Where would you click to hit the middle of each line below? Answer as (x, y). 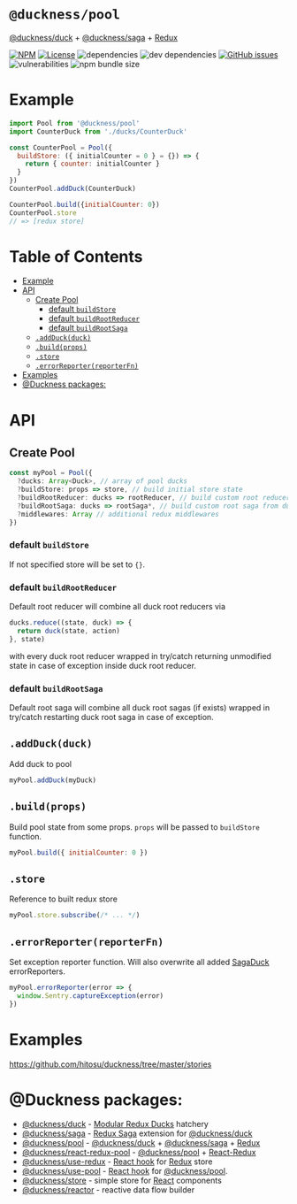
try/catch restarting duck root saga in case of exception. (111, 717)
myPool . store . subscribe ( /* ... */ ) (75, 916)
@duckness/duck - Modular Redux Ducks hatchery (115, 1124)
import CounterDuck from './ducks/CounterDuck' (99, 131)
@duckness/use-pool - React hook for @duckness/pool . (125, 1171)
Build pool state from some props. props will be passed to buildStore (135, 827)
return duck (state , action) (69, 631)
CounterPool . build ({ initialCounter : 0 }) (85, 204)
